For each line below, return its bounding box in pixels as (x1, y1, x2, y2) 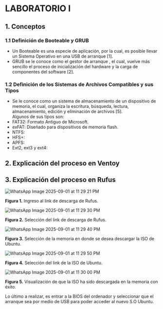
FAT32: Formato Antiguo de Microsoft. (12, 119, 89, 125)
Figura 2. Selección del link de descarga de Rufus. (5, 217, 107, 223)
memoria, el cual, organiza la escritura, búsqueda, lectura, (12, 103, 129, 109)
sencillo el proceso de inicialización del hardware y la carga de (12, 63, 138, 69)
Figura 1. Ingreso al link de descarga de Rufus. (5, 198, 98, 204)
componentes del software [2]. (12, 69, 74, 75)
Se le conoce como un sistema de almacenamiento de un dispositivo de (12, 98, 156, 104)
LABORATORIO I (5, 3, 71, 14)
